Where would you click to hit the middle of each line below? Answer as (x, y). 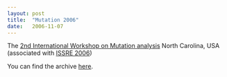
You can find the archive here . (50, 67)
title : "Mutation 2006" (43, 20)
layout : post (26, 13)
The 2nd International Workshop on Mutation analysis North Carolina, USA (113, 46)
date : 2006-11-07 (35, 26)
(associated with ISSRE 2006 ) (50, 53)
